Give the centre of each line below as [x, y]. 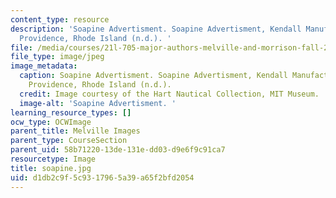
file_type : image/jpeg [57, 57]
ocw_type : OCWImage [51, 122]
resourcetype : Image [53, 159]
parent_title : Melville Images [75, 131]
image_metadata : [44, 66]
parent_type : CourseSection [69, 141]
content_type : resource [60, 19]
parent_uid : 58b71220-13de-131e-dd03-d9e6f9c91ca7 [118, 150]
